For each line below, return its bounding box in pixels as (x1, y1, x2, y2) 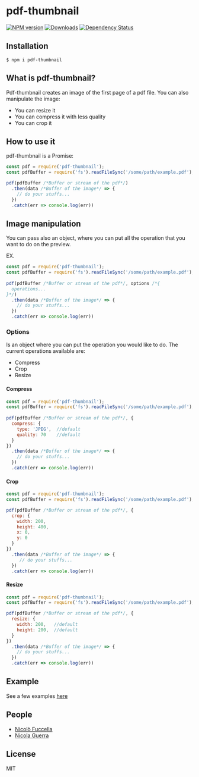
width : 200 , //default (17, 622, 78, 628)
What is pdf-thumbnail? (6, 73, 96, 83)
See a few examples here (6, 692, 68, 700)
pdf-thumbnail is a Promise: (6, 152, 74, 159)
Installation (6, 41, 49, 51)
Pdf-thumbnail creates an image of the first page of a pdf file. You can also (6, 89, 189, 96)
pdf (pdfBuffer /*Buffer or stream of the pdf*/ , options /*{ (6, 280, 161, 286)
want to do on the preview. (6, 241, 71, 248)
